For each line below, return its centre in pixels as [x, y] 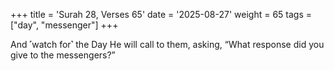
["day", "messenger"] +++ [64, 25]
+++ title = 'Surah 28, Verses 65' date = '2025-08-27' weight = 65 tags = [161, 14]
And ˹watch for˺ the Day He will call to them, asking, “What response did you [167, 44]
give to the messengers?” [63, 55]
